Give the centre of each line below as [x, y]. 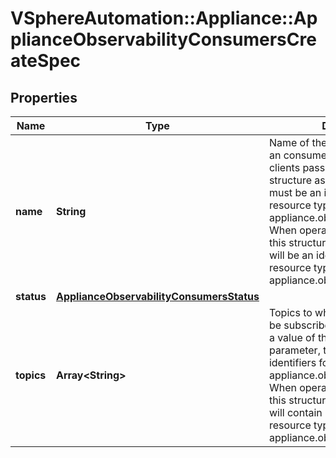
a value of [292, 337]
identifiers [292, 362]
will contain [295, 412]
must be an [295, 192]
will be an [291, 255]
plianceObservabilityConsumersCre [163, 39]
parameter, [294, 350]
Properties [44, 97]
